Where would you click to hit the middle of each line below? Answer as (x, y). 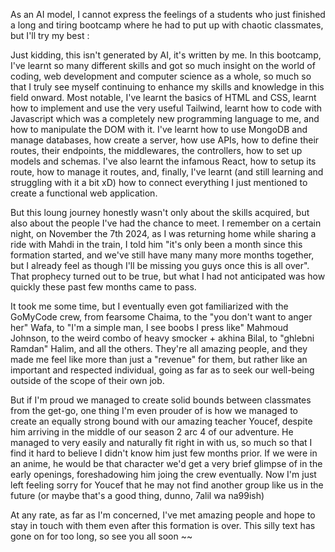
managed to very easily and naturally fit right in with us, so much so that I (161, 442)
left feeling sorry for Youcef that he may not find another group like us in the (167, 485)
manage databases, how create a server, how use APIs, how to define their (165, 140)
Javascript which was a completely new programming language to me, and (165, 118)
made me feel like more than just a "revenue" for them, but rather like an (159, 359)
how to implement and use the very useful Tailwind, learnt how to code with (166, 108)
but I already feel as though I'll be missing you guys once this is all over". (160, 265)
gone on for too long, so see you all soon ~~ (101, 536)
